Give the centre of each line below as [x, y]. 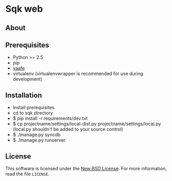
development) [27, 79]
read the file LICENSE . [27, 174]
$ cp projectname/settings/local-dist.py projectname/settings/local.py [87, 124]
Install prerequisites [34, 107]
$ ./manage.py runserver [39, 140]
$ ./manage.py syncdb [36, 135]
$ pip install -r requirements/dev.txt [50, 119]
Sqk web [24, 9]
